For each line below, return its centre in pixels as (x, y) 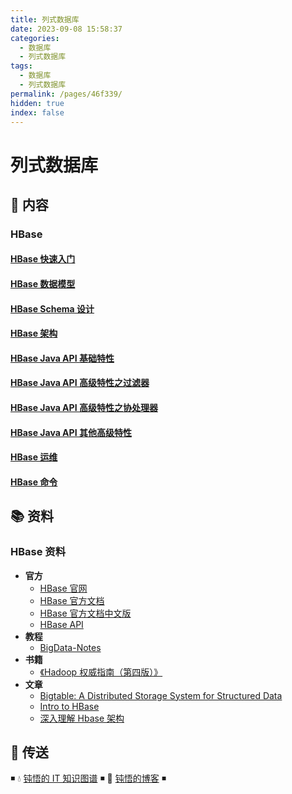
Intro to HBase (69, 706)
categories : (35, 38)
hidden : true (37, 103)
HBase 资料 (38, 552)
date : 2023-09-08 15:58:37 (66, 29)
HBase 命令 (34, 482)
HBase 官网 (63, 588)
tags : (21, 66)
